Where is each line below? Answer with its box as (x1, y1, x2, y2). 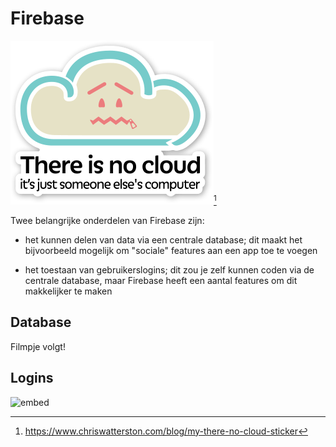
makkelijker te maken (24, 285, 113, 297)
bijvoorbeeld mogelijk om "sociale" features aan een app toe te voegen (24, 244, 318, 256)
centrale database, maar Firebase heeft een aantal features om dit (24, 274, 298, 286)
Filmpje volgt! (10, 340, 66, 352)
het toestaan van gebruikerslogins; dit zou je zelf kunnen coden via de (24, 263, 315, 276)
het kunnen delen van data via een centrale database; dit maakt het (24, 233, 303, 246)
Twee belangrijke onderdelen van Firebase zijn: (10, 214, 205, 226)
